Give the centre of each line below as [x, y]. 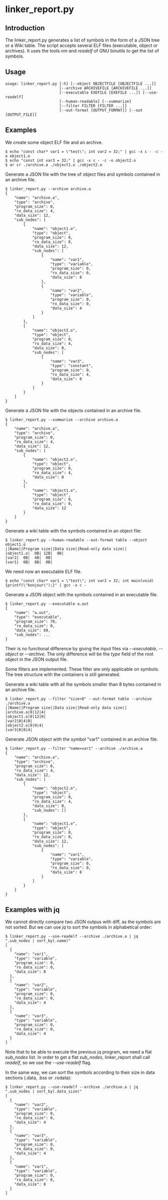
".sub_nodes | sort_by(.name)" [38, 941]
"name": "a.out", [32, 612]
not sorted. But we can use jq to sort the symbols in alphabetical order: [79, 927]
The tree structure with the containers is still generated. [63, 674]
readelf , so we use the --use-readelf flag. [48, 1063]
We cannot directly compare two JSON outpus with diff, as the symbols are [83, 922]
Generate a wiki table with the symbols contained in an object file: [73, 531]
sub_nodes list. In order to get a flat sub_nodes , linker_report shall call [78, 1058]
